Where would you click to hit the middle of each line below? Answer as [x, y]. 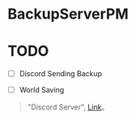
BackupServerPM [68, 14]
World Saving [42, 90]
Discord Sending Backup [61, 74]
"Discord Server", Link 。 [68, 107]
